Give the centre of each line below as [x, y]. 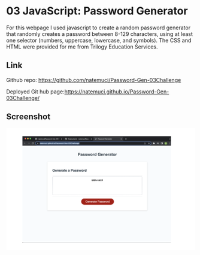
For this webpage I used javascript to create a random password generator [98, 28]
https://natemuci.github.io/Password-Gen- [117, 92]
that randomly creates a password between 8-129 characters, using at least [100, 34]
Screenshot [28, 117]
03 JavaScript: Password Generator [97, 11]
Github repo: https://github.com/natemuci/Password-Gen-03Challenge [94, 80]
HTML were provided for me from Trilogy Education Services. [82, 47]
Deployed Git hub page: [35, 92]
